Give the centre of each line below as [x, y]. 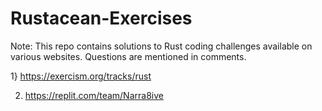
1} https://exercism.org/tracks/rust [81, 76]
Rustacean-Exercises [101, 18]
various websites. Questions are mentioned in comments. [128, 56]
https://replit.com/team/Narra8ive [94, 95]
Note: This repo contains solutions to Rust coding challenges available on [161, 46]
